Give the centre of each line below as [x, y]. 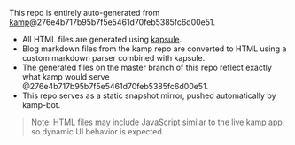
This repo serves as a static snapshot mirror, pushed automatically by [149, 95]
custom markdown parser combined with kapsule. [113, 58]
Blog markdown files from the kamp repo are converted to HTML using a [154, 49]
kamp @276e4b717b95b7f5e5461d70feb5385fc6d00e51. [113, 22]
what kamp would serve [66, 77]
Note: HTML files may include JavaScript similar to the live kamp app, [158, 122]
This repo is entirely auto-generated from [85, 13]
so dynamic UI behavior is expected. [97, 131]
